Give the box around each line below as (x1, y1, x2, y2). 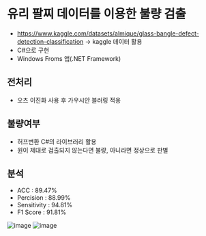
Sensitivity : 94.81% (16, 201, 73, 209)
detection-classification (16, 37, 84, 45)
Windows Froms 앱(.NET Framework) (16, 54, 121, 62)
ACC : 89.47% (16, 186, 58, 195)
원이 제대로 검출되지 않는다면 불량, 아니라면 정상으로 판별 (16, 146, 168, 154)
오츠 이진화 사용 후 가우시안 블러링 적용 (16, 96, 121, 104)
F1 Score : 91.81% (16, 208, 67, 216)
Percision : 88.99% (16, 194, 71, 202)
